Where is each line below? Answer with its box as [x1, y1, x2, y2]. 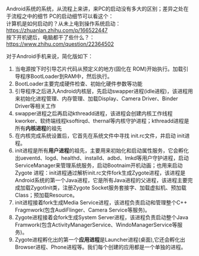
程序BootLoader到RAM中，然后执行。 [20, 73, 113, 80]
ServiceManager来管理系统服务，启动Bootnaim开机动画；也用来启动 [14, 162, 183, 169]
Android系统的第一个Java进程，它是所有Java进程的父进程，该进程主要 [14, 177, 188, 184]
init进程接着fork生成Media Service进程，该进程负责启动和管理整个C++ [14, 199, 188, 206]
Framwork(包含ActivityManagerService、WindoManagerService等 [14, 222, 178, 228]
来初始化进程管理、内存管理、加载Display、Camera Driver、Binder [14, 95, 178, 102]
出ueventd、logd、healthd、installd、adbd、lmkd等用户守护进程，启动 [14, 154, 189, 162]
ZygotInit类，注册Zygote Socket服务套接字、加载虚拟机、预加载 [30, 184, 187, 191]
